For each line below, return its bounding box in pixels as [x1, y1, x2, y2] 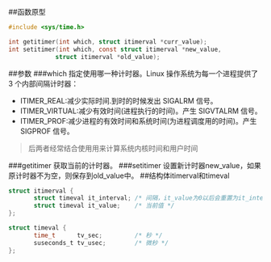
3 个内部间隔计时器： [8, 78, 79, 88]
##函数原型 [8, 7, 46, 16]
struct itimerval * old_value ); [55, 53, 161, 61]
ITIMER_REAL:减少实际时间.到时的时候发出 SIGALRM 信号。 [19, 95, 218, 105]
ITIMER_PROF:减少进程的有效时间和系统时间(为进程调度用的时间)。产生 [19, 116, 257, 125]
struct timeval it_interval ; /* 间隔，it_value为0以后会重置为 [33, 194, 239, 202]
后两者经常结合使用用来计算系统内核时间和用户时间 [27, 143, 198, 153]
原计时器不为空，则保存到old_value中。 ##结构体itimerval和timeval [8, 171, 230, 180]
